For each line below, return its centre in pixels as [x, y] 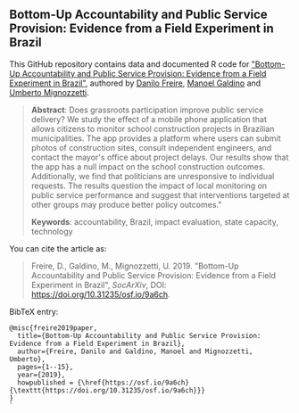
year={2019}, [42, 375]
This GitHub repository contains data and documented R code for [129, 64]
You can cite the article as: [58, 248]
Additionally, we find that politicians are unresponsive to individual [153, 176]
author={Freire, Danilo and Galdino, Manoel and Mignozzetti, [135, 351]
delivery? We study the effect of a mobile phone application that [149, 119]
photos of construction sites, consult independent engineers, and [151, 147]
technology [52, 231]
